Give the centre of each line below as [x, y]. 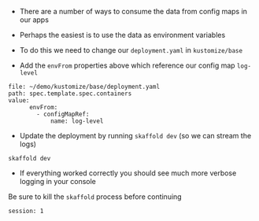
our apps [34, 20]
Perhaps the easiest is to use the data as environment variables [122, 35]
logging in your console [58, 181]
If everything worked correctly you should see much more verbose [128, 173]
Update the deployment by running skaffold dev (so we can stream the [135, 136]
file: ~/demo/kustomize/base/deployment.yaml [84, 87]
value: [19, 101]
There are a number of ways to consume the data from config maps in [133, 11]
